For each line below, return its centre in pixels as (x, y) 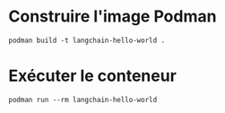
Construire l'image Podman (112, 17)
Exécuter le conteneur (92, 76)
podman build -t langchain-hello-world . (87, 40)
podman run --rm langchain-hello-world (83, 100)
